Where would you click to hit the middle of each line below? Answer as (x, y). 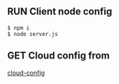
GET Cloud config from (59, 56)
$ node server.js (33, 34)
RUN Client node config (60, 12)
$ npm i (19, 28)
